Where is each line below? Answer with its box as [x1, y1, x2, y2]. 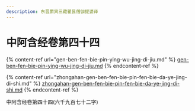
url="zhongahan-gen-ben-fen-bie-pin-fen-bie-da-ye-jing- [44, 73, 188, 80]
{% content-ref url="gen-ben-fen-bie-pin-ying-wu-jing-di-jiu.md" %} [6, 56, 176, 63]
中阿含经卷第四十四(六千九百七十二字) [6, 98, 99, 105]
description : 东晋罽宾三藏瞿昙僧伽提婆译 [6, 8, 98, 15]
